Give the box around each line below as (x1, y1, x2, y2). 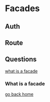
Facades (5, 3, 40, 14)
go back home (5, 91, 34, 97)
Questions (5, 55, 37, 64)
